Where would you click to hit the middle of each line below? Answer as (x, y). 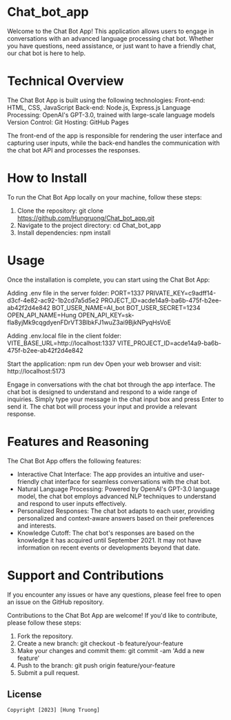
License (24, 694)
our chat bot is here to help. (47, 53)
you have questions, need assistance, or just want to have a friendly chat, (112, 46)
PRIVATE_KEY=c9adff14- (181, 293)
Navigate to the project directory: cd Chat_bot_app (89, 225)
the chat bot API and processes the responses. (74, 150)
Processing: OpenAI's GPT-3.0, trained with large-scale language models (111, 115)
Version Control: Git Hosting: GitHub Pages (68, 122)
